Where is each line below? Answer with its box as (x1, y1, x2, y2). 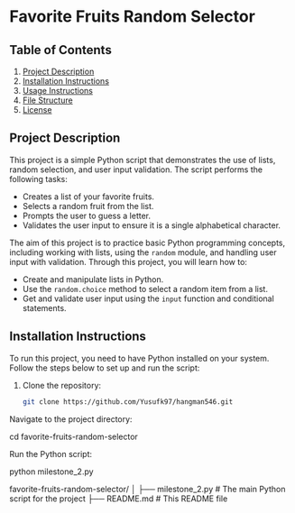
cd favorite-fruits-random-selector (9, 431, 138, 442)
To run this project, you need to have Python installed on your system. (9, 353, 270, 363)
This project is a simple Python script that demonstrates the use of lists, (9, 154, 276, 165)
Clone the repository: (22, 380, 102, 390)
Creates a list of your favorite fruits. (22, 191, 155, 202)
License (22, 105, 52, 115)
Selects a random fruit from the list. (22, 200, 154, 211)
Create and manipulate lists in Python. (22, 273, 164, 285)
